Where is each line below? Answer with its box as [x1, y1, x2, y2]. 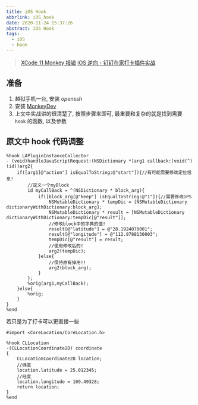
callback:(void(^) [147, 158, 193, 164]
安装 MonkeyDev [14, 102, 56, 110]
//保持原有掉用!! [48, 260, 86, 266]
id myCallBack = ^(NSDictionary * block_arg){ [27, 187, 145, 194]
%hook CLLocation [6, 340, 49, 346]
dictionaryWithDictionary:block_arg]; [6, 204, 102, 210]
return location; [17, 384, 60, 390]
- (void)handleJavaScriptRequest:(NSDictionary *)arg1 [6, 158, 145, 164]
